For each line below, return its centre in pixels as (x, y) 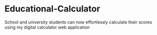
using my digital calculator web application (47, 27)
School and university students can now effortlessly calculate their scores (78, 22)
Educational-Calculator (52, 9)
